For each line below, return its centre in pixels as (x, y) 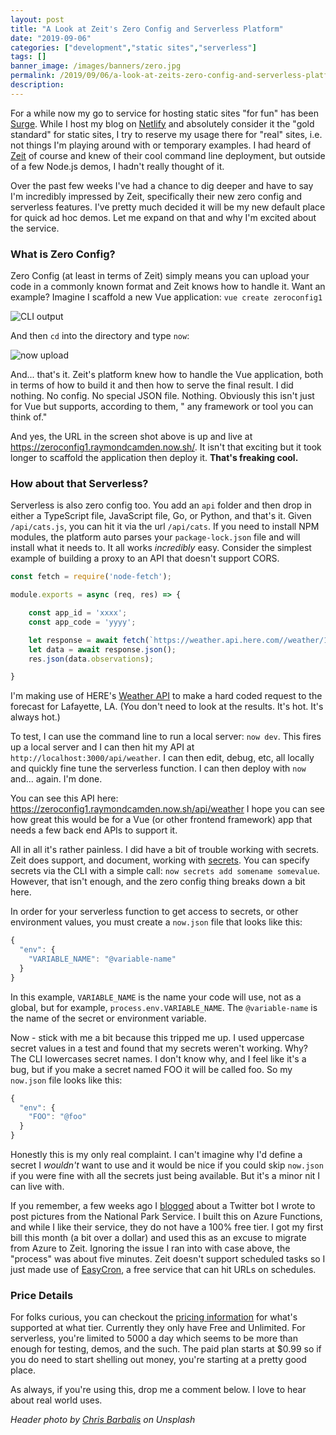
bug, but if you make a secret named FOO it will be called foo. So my (151, 1069)
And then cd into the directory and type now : (100, 336)
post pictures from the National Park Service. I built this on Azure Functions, (166, 1217)
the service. (35, 228)
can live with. (37, 1187)
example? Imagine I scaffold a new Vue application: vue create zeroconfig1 (166, 297)
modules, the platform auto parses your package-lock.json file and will (155, 537)
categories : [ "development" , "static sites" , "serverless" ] (133, 47)
